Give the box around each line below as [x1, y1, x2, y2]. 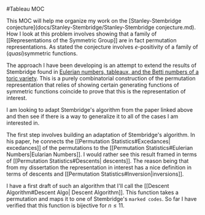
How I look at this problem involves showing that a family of [6, 30, 157, 37]
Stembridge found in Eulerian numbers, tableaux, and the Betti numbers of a [6, 68, 199, 76]
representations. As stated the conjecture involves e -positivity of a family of [6, 43, 198, 50]
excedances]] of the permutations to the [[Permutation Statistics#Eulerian [6, 144, 193, 151]
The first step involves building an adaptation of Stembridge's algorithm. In [6, 131, 195, 138]
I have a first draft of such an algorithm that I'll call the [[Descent [6, 182, 169, 189]
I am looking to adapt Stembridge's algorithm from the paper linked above [6, 106, 193, 113]
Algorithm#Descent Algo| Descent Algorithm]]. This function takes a [6, 189, 179, 196]
